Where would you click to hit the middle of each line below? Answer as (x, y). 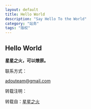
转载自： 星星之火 (22, 101)
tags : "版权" (18, 28)
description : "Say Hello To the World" (46, 19)
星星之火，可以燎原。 (27, 60)
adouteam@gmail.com (28, 81)
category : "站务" (22, 23)
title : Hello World (25, 14)
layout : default (22, 10)
